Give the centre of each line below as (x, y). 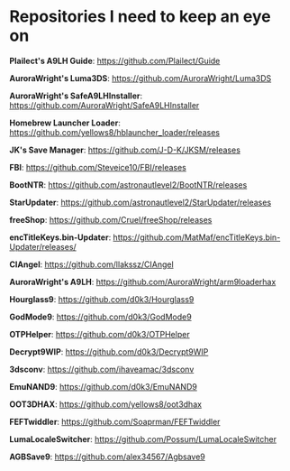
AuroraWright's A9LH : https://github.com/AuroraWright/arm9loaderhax (143, 282)
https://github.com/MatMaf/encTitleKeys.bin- (197, 237)
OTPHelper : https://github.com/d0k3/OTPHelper (100, 334)
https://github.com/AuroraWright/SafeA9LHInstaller (104, 105)
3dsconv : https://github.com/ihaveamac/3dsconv (102, 369)
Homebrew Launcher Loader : (65, 123)
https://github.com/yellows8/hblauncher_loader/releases (115, 132)
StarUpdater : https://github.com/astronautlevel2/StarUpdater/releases (140, 202)
